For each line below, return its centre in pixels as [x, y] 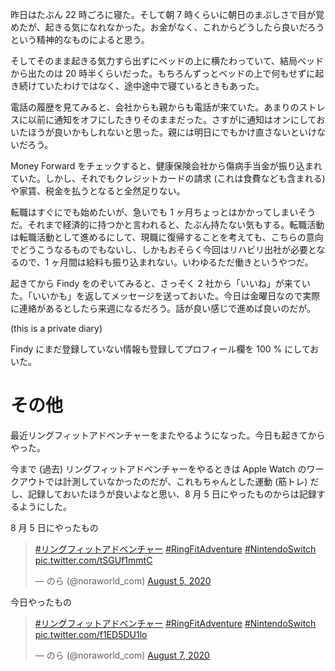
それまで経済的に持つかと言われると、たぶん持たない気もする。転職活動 [176, 224]
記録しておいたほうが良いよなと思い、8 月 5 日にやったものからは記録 [172, 494]
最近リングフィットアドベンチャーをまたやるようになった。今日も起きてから [168, 435]
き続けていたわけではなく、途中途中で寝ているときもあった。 [137, 86]
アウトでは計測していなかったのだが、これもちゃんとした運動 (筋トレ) [163, 481]
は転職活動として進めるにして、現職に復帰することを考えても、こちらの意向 [167, 237]
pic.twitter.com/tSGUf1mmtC [93, 560]
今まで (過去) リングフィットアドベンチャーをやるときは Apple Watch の [158, 469]
